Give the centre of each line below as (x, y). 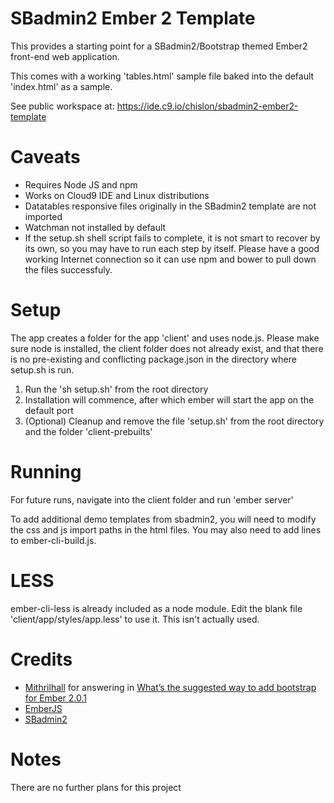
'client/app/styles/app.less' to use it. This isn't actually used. (135, 619)
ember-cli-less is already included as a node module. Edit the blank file (156, 608)
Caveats (45, 157)
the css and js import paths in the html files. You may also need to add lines (166, 529)
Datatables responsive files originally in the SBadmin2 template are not (170, 206)
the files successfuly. (68, 269)
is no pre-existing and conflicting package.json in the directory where (153, 359)
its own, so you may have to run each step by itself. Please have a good (172, 248)
